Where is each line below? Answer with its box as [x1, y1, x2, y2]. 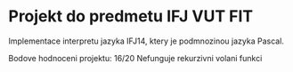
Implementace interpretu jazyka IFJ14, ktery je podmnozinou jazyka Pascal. [8, 36, 284, 46]
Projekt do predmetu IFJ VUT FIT [8, 6, 254, 27]
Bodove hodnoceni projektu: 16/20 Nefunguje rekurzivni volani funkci [8, 52, 263, 63]
